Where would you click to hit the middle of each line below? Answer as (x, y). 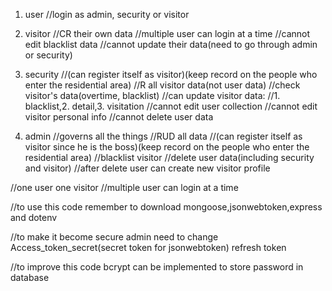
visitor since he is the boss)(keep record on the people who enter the (167, 147)
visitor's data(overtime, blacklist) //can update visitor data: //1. (152, 95)
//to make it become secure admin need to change (114, 237)
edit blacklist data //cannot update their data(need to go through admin (171, 44)
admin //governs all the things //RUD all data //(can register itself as (163, 136)
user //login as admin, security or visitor (107, 14)
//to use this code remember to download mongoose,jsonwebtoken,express (166, 207)
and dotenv (34, 217)
